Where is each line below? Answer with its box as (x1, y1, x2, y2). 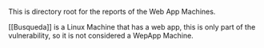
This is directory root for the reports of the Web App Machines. (8, 7, 216, 16)
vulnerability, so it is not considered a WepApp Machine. (8, 31, 194, 40)
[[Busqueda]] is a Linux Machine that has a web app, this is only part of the (8, 22, 256, 31)
